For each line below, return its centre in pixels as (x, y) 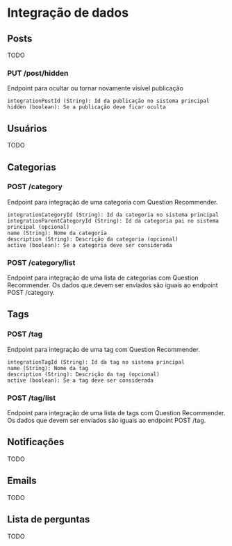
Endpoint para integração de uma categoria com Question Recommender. (113, 202)
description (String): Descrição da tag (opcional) (83, 374)
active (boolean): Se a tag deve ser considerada (81, 380)
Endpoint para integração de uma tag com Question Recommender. (103, 349)
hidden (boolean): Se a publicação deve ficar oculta (87, 107)
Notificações (36, 442)
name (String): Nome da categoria (57, 233)
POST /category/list (41, 262)
